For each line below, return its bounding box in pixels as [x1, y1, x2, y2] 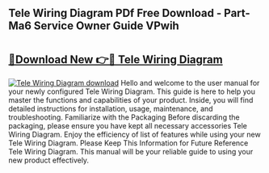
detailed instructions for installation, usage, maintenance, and [8, 104, 213, 113]
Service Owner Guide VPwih [33, 19, 179, 33]
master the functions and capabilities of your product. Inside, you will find [8, 95, 254, 104]
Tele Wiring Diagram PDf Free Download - [8, 6, 222, 20]
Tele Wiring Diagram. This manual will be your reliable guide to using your [8, 147, 254, 156]
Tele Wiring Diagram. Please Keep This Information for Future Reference [8, 138, 249, 148]
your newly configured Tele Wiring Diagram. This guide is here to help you [8, 86, 256, 96]
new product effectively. [8, 155, 90, 165]
